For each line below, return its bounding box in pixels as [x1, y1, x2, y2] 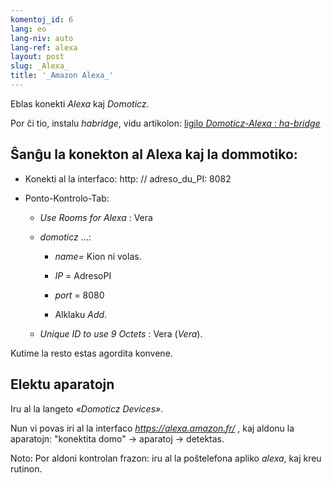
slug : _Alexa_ [10, 61, 70, 71]
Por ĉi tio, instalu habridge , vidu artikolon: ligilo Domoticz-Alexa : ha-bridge [10, 117, 321, 129]
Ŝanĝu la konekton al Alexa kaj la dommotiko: [10, 146, 298, 163]
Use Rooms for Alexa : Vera [39, 211, 153, 223]
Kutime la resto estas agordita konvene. [10, 347, 173, 359]
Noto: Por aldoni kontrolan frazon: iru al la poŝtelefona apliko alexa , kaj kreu [10, 452, 322, 464]
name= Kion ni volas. [54, 250, 142, 262]
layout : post [10, 52, 65, 62]
